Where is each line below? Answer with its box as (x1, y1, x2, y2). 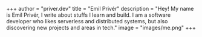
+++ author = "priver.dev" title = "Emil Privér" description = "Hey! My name (6, 5, 194, 12)
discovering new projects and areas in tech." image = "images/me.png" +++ (6, 24, 197, 31)
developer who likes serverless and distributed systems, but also (6, 18, 168, 24)
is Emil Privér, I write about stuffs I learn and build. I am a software (6, 11, 171, 18)
